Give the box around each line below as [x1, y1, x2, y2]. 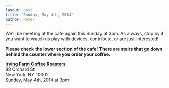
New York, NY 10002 [5, 72, 49, 78]
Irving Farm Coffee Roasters [5, 61, 66, 67]
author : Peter [5, 17, 36, 22]
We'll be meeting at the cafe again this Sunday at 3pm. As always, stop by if [5, 31, 164, 37]
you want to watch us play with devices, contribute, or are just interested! [5, 36, 159, 42]
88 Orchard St [5, 66, 35, 72]
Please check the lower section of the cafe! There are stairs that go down [5, 46, 163, 52]
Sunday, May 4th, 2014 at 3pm [5, 77, 70, 83]
